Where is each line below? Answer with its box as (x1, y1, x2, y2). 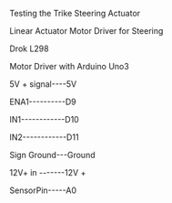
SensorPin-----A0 (9, 185, 77, 196)
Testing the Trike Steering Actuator (9, 8, 141, 18)
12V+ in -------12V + (9, 167, 86, 177)
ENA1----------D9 (9, 96, 77, 107)
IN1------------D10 (9, 114, 79, 124)
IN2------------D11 (9, 132, 79, 143)
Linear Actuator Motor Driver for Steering (9, 26, 164, 36)
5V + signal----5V (9, 79, 77, 90)
